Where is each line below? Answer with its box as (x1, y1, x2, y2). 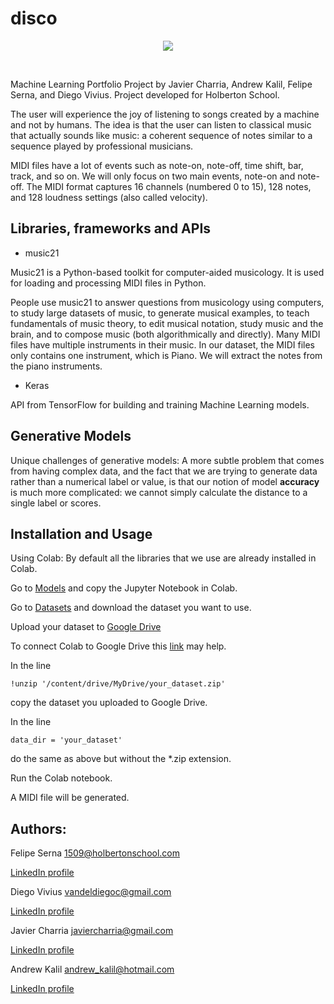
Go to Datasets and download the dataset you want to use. (10, 602, 252, 614)
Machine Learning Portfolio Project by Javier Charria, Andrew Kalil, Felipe (10, 78, 313, 90)
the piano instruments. (10, 360, 103, 372)
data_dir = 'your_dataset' (10, 735, 123, 746)
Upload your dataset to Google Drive (10, 621, 162, 633)
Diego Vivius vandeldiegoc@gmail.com (10, 886, 172, 898)
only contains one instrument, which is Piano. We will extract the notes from (10, 349, 323, 361)
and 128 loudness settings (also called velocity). (10, 191, 208, 203)
